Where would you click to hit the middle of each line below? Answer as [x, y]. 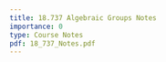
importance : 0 [36, 26]
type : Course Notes [47, 35]
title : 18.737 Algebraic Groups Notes [83, 18]
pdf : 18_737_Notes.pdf [52, 43]
